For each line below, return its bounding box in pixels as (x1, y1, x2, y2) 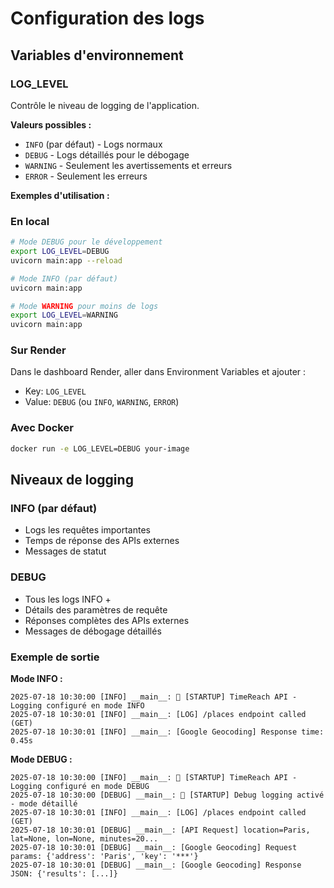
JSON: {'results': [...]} (10, 868, 118, 879)
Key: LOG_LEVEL (24, 385, 87, 397)
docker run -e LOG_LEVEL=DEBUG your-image (10, 443, 190, 454)
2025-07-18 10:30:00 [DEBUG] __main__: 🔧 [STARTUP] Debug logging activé (10, 790, 325, 800)
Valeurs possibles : (10, 118, 92, 131)
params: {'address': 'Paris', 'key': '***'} (10, 851, 199, 861)
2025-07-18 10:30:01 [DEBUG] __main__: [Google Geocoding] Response (10, 860, 302, 870)
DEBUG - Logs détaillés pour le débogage (24, 148, 190, 161)
